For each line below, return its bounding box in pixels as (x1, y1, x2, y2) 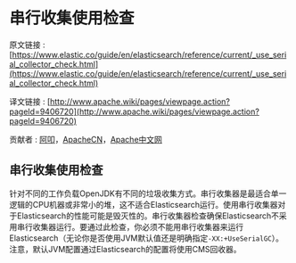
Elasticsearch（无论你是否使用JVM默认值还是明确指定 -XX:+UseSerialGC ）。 (9, 233, 284, 243)
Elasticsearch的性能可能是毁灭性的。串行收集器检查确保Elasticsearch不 (16, 210, 279, 221)
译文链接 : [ (9, 95, 51, 107)
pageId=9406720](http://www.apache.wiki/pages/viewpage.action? (9, 106, 260, 117)
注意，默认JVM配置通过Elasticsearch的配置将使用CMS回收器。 (9, 243, 243, 254)
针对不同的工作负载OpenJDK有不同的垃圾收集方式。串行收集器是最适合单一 (9, 188, 287, 199)
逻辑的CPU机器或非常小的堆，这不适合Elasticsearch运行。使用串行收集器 (9, 199, 278, 210)
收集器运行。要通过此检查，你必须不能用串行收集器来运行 (32, 221, 243, 232)
